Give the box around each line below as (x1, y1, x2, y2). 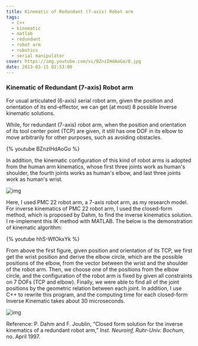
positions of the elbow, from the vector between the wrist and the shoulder (6, 259, 189, 266)
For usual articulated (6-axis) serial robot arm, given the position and (6, 97, 173, 104)
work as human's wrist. (6, 176, 63, 183)
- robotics (11, 47, 38, 53)
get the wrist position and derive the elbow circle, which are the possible (6, 253, 183, 260)
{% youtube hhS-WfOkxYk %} (6, 235, 80, 242)
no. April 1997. (6, 333, 40, 340)
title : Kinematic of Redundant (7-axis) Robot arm (6, 8, 134, 15)
